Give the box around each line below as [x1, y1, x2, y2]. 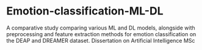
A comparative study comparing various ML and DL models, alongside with [6, 24, 195, 31]
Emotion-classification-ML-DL [6, 4, 164, 18]
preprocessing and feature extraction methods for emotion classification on [6, 30, 197, 37]
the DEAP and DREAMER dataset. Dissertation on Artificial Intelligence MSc [6, 37, 195, 44]
